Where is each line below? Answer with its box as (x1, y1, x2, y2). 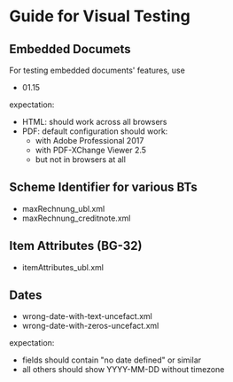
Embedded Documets (9, 42, 131, 57)
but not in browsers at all (35, 154, 127, 165)
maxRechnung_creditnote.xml (21, 213, 131, 223)
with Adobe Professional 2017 (35, 136, 144, 145)
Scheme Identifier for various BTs (9, 180, 198, 195)
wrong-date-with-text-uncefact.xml (21, 311, 153, 322)
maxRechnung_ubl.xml (21, 203, 105, 214)
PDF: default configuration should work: (21, 126, 168, 136)
